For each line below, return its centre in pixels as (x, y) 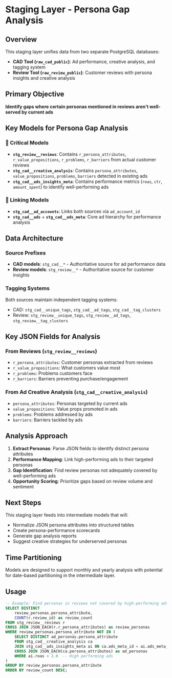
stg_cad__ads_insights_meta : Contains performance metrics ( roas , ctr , (88, 181)
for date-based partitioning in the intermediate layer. (60, 575)
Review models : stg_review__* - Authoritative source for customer (83, 270)
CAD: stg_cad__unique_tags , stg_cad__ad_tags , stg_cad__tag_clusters (87, 309)
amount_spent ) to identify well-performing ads (61, 187)
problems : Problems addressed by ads (53, 414)
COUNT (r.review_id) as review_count (54, 618)
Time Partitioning (34, 557)
